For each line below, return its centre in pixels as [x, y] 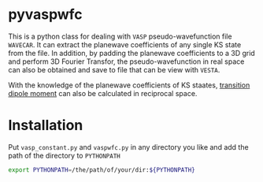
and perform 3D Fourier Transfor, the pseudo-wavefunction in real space [126, 61]
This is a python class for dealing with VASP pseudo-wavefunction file [120, 36]
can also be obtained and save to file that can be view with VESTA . [114, 69]
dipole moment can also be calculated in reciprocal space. [103, 93]
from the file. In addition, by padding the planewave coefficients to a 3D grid [132, 53]
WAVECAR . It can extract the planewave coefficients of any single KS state [125, 44]
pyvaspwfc [45, 15]
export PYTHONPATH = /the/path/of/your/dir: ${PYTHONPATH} [102, 170]
